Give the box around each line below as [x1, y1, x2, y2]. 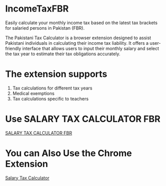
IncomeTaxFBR [5, 3, 69, 15]
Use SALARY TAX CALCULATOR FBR [5, 114, 161, 125]
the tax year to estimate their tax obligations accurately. [5, 51, 121, 57]
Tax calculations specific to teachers [12, 96, 89, 102]
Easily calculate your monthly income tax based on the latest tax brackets [5, 20, 157, 26]
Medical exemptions [12, 90, 55, 96]
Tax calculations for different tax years [12, 85, 93, 91]
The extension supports [5, 68, 108, 80]
